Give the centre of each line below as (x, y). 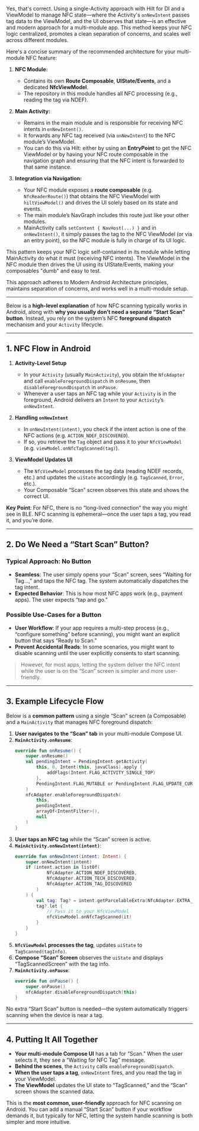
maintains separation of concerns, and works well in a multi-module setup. (97, 288)
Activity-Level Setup (41, 363)
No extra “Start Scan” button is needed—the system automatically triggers (97, 1009)
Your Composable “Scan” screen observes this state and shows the (106, 490)
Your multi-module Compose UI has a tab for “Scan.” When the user (99, 1054)
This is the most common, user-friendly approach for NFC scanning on (94, 1103)
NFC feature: (41, 58)
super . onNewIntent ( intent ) (59, 862)
